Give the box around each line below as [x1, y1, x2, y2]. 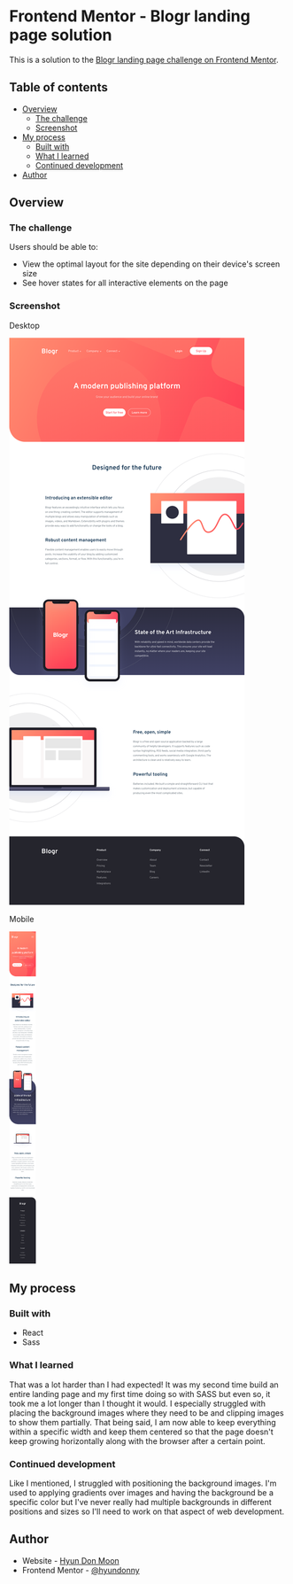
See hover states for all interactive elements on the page [21, 277, 228, 289]
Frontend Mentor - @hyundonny [21, 1565, 140, 1575]
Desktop [9, 320, 40, 330]
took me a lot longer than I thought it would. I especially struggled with [9, 1398, 266, 1409]
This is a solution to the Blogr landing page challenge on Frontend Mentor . [9, 54, 279, 65]
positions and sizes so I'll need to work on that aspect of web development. [9, 1506, 285, 1517]
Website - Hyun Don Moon [21, 1555, 120, 1565]
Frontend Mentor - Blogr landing [9, 6, 251, 27]
